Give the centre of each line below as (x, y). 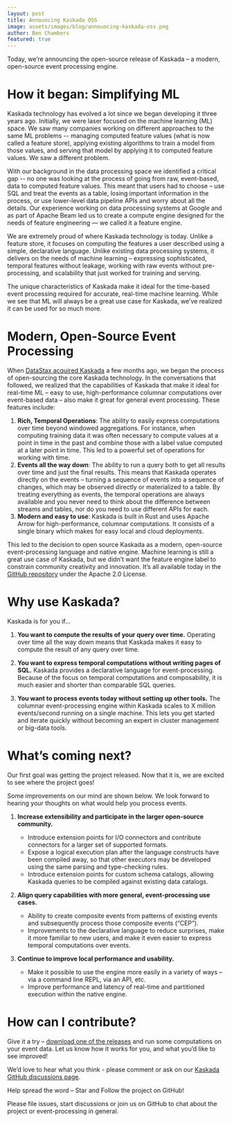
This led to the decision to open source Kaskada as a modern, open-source (115, 544)
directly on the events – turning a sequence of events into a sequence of (121, 480)
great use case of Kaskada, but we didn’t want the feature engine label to (112, 559)
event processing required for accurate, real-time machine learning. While (113, 294)
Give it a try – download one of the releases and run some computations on (114, 1041)
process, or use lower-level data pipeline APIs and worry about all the (106, 201)
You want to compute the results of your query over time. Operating (116, 634)
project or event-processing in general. (63, 1111)
